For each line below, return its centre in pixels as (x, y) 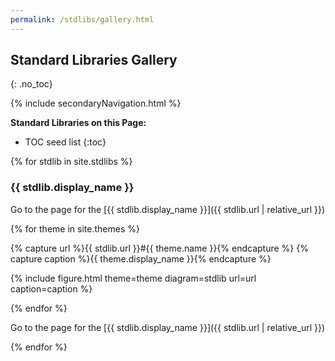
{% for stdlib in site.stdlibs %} (71, 162)
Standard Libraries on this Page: (78, 123)
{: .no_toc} (31, 84)
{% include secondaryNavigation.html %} (96, 103)
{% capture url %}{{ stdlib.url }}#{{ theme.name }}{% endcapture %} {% (159, 248)
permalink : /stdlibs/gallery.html (82, 19)
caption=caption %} (51, 288)
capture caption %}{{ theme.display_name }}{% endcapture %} (141, 258)
